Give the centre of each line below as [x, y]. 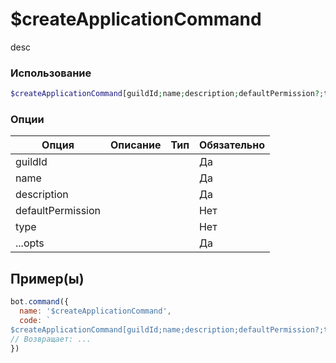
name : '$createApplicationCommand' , [95, 311]
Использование [51, 73]
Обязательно [232, 145]
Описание [136, 145]
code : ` [35, 320]
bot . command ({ [40, 302]
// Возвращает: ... [51, 339]
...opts [30, 243]
